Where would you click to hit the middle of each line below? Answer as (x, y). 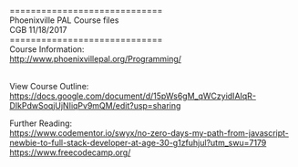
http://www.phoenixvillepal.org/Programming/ (96, 59)
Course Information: (47, 49)
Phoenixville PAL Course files (64, 20)
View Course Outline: (49, 86)
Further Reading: (41, 123)
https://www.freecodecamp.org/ (70, 152)
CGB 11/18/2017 (38, 30)
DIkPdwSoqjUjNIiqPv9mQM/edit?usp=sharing (95, 105)
